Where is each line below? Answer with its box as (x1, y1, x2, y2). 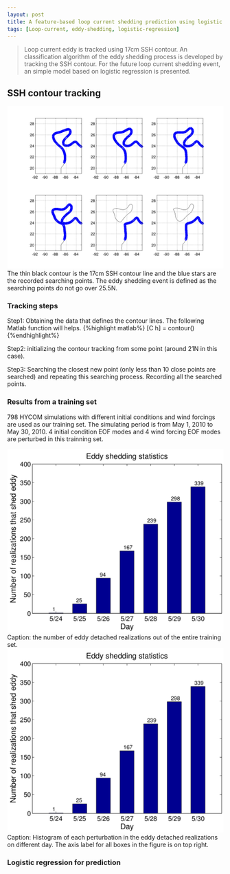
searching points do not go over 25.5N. (7, 284, 118, 292)
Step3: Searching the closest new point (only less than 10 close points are (7, 365, 216, 374)
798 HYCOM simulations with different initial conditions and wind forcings (7, 413, 216, 421)
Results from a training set (7, 397, 97, 407)
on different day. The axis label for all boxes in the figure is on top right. (7, 840, 209, 849)
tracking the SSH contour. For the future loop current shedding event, (23, 60, 221, 68)
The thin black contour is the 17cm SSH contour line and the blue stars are (7, 269, 217, 278)
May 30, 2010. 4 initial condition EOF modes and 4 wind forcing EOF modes (7, 427, 221, 436)
